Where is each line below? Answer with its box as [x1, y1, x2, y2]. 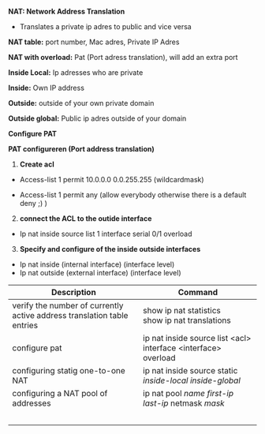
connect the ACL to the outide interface [19, 214, 152, 223]
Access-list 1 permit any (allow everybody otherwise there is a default [19, 190, 247, 200]
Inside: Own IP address [8, 83, 85, 92]
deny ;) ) [19, 199, 47, 208]
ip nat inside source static [143, 365, 238, 376]
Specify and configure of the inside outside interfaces [19, 245, 201, 253]
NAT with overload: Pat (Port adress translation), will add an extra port [8, 53, 238, 62]
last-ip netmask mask [143, 398, 225, 409]
